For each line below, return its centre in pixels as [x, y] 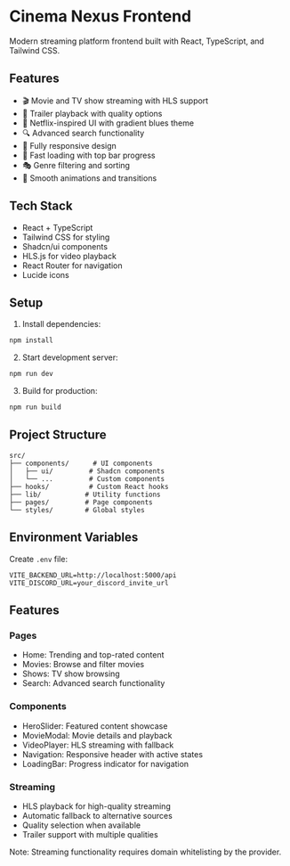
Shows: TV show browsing [71, 674]
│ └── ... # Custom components [87, 478]
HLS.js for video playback [69, 256]
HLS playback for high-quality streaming [96, 806]
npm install [31, 340]
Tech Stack [41, 206]
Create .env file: [39, 559]
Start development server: [70, 357]
